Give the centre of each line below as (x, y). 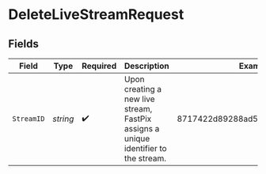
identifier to (146, 148)
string (63, 119)
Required (99, 66)
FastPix (138, 119)
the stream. (145, 158)
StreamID (28, 119)
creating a (143, 89)
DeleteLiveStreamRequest (96, 15)
